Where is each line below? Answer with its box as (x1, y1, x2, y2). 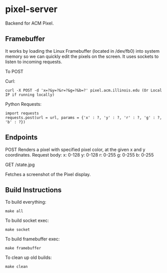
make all (5, 209, 23, 214)
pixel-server (5, 4, 57, 15)
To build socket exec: (5, 217, 49, 224)
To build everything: (5, 199, 46, 205)
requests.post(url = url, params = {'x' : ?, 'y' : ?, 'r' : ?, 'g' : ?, (5, 115, 162, 120)
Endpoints (5, 133, 38, 142)
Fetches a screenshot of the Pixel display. (5, 171, 91, 177)
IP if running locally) (5, 92, 55, 97)
